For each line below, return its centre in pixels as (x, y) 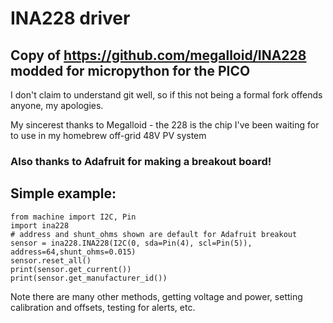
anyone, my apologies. (57, 105)
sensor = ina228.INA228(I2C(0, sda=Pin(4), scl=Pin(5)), (131, 243)
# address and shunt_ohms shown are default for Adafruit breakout (154, 234)
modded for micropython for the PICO (130, 70)
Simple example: (63, 193)
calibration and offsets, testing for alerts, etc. (103, 307)
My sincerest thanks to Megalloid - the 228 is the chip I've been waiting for (165, 125)
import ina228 (40, 225)
